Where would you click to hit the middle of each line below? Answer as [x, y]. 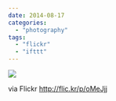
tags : [17, 37]
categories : [27, 23]
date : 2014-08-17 [36, 15]
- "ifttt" [31, 52]
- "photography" [42, 30]
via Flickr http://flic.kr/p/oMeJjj [58, 88]
